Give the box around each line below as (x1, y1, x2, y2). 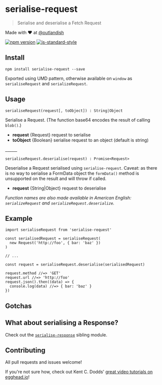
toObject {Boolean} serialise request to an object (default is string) (12, 137, 149, 143)
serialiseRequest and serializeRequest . (5, 80, 88, 86)
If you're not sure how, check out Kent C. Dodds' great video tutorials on (5, 369, 153, 375)
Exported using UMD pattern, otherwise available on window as (5, 75, 132, 81)
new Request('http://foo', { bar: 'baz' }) (9, 241, 101, 246)
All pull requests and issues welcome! (5, 359, 82, 365)
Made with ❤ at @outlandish (5, 29, 64, 35)
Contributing (5, 346, 46, 354)
